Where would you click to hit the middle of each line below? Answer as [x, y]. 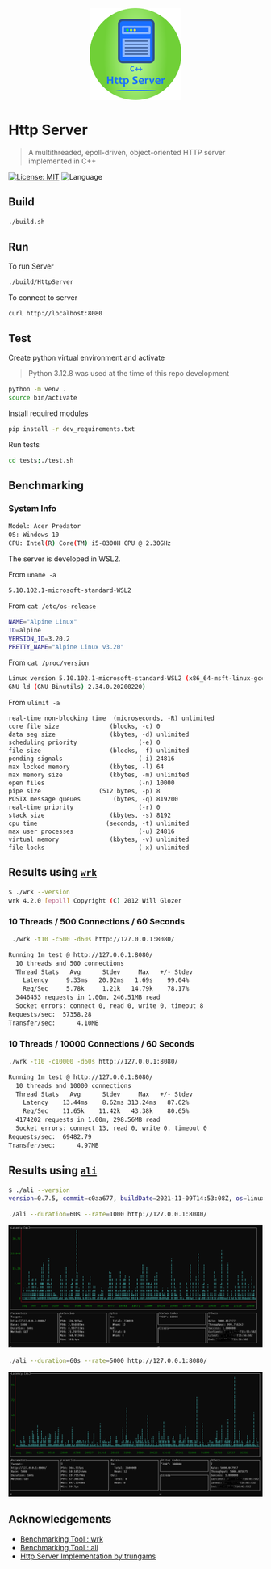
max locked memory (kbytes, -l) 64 [86, 767]
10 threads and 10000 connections [73, 1085]
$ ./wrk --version [39, 892]
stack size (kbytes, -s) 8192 [90, 816]
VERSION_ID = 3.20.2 [39, 639]
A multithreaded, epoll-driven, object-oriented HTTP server [127, 152]
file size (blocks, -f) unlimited [99, 751]
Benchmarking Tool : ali [59, 1547]
